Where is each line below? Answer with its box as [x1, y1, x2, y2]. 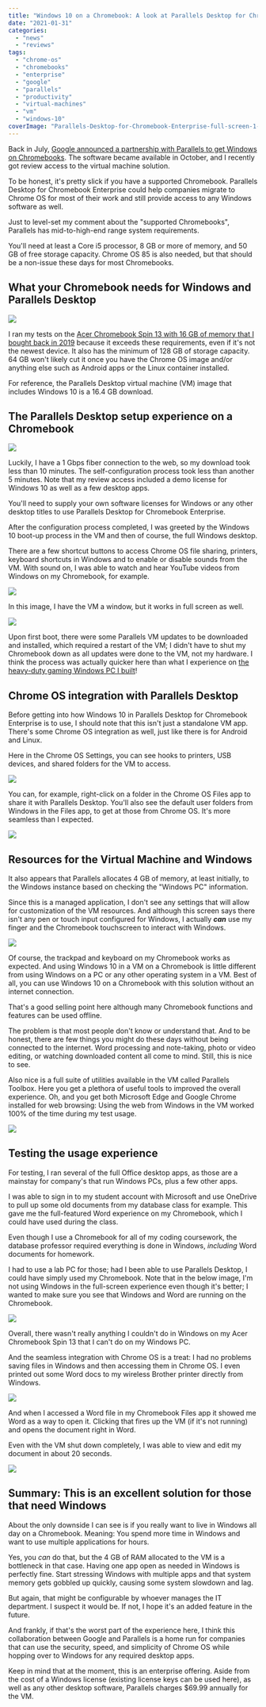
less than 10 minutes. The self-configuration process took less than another [8, 466, 255, 476]
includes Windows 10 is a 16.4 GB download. [8, 387, 154, 396]
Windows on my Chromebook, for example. [8, 572, 150, 581]
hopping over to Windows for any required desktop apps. [8, 1651, 195, 1660]
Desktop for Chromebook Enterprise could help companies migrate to [8, 184, 236, 195]
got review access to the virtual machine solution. [8, 160, 170, 171]
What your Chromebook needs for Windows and [8, 281, 252, 295]
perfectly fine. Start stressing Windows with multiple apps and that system [8, 1569, 252, 1578]
